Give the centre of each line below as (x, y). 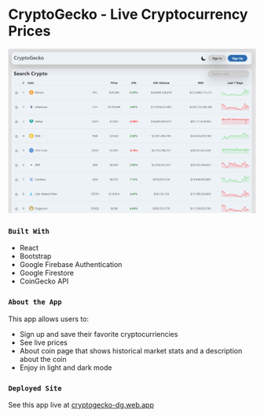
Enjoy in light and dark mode (66, 368)
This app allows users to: (48, 319)
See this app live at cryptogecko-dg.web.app (81, 405)
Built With (29, 232)
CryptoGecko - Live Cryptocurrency (128, 15)
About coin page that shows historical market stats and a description (131, 350)
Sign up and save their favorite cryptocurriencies (99, 334)
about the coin (43, 359)
